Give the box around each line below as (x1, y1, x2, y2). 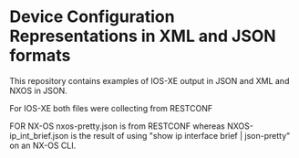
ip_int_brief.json (9, 130, 69, 141)
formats (9, 46, 71, 66)
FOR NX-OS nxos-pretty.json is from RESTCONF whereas (9, 121, 225, 132)
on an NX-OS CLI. (9, 140, 77, 151)
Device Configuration (9, 6, 175, 27)
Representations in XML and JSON (9, 26, 276, 47)
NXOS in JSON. (9, 85, 68, 96)
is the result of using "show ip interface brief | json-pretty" (70, 130, 291, 141)
